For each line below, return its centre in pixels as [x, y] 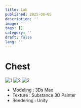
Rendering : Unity [30, 100]
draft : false [19, 38]
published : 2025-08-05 [28, 14]
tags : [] [14, 28]
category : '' [19, 33]
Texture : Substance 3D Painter [44, 95]
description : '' [22, 19]
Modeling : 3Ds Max [33, 90]
